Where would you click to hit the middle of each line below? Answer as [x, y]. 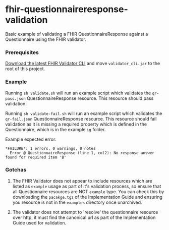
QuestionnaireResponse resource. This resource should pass [90, 98]
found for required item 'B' [36, 157]
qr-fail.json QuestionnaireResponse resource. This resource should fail [81, 119]
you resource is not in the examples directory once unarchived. [77, 202]
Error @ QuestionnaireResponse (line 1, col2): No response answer [82, 153]
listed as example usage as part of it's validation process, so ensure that [87, 186]
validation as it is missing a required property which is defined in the [76, 124]
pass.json [16, 99]
